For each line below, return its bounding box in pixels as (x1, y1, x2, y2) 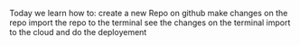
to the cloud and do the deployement (9, 27, 147, 37)
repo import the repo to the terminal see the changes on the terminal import (9, 17, 291, 28)
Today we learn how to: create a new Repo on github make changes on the (9, 8, 288, 18)
